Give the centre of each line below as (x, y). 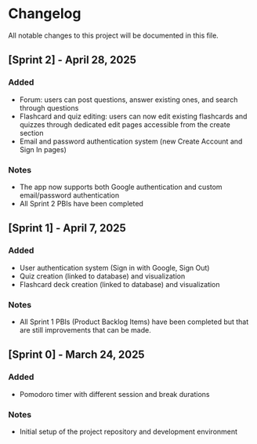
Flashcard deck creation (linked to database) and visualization (120, 284)
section (31, 133)
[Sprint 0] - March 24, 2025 (76, 355)
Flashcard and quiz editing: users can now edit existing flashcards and (133, 116)
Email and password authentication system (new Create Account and (131, 141)
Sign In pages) (43, 149)
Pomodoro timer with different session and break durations (114, 394)
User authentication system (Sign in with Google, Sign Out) (114, 267)
